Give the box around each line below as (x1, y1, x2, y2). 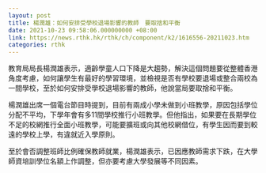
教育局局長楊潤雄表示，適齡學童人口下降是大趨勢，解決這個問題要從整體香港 (8, 64, 258, 73)
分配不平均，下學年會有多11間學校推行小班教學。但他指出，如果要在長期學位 (8, 110, 257, 119)
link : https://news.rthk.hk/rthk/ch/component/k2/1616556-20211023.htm (8, 33, 249, 42)
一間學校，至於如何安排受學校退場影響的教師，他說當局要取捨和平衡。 (8, 84, 237, 93)
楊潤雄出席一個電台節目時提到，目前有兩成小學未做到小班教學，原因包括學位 (8, 100, 258, 110)
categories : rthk (8, 41, 66, 49)
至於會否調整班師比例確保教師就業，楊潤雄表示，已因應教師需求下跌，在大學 (8, 147, 258, 156)
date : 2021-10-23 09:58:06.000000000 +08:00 (8, 26, 158, 34)
